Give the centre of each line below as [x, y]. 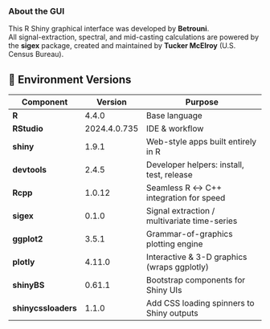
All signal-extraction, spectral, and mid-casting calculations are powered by [134, 37]
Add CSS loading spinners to [200, 303]
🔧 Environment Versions [70, 79]
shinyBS [29, 285]
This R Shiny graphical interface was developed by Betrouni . [109, 29]
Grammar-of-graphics [189, 234]
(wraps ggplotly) [177, 267]
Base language [174, 116]
